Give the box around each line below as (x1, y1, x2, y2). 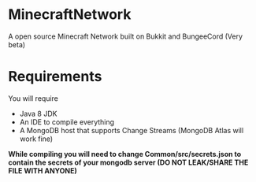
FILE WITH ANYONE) (8, 165, 77, 175)
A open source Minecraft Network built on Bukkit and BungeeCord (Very (8, 32, 243, 41)
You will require (8, 93, 59, 103)
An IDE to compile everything (19, 117, 115, 127)
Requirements (8, 68, 102, 86)
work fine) (19, 134, 54, 143)
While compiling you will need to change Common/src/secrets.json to (8, 149, 242, 158)
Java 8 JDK (19, 109, 58, 118)
